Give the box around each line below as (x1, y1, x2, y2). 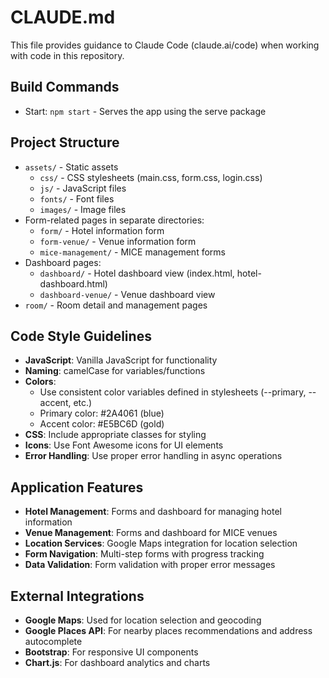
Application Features (10, 479, 144, 496)
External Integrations (10, 587, 145, 605)
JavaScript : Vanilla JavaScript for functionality (24, 354, 218, 366)
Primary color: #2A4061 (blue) (39, 407, 165, 420)
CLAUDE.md (10, 6, 116, 29)
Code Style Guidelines (10, 327, 152, 345)
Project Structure (10, 134, 120, 151)
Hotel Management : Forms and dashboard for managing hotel (24, 506, 282, 518)
